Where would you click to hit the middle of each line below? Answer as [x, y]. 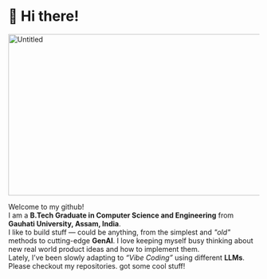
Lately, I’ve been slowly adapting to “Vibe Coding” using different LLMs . [127, 257]
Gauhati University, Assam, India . [65, 223]
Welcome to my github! [46, 206]
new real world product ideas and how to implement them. [104, 249]
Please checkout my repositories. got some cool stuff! [97, 265]
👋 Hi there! [44, 16]
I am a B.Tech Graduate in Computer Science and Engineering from [121, 215]
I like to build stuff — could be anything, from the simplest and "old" [120, 232]
